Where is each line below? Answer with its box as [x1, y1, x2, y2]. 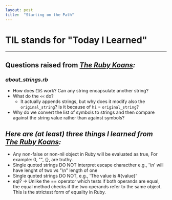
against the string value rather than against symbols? [12, 115, 125, 121]
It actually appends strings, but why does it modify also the [20, 98, 145, 105]
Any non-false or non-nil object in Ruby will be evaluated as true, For [12, 151, 158, 157]
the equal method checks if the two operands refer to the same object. [12, 183, 162, 189]
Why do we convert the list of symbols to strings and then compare [12, 109, 155, 115]
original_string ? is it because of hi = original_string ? [20, 104, 139, 110]
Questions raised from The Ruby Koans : [5, 61, 136, 69]
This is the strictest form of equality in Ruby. [12, 189, 106, 195]
